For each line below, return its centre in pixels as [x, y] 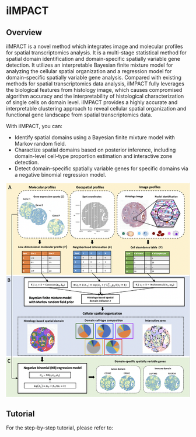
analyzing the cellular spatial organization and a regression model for [89, 71]
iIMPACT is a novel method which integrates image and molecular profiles [94, 46]
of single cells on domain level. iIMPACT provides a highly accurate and [92, 102]
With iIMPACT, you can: [34, 126]
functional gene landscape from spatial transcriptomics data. [79, 115]
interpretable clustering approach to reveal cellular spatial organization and [96, 109]
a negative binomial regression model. [60, 175]
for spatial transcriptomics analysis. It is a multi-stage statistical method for [96, 53]
